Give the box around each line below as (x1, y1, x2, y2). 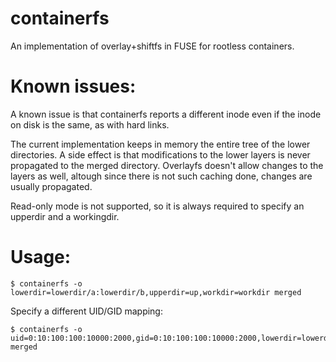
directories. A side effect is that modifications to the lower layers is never (10, 148, 311, 161)
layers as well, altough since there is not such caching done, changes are (10, 170, 313, 182)
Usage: (10, 246, 72, 269)
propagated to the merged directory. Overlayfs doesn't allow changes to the (10, 159, 324, 171)
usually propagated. (10, 180, 93, 192)
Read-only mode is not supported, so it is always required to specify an (10, 200, 305, 212)
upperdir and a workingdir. (10, 210, 120, 222)
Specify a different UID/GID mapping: (10, 305, 163, 317)
